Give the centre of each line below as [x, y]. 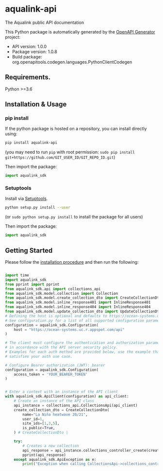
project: [13, 37]
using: [11, 134]
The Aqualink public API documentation [44, 22]
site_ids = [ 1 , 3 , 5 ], [41, 424]
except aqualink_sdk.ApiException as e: [55, 459]
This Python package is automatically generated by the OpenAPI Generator [80, 32]
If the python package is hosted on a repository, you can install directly [76, 129]
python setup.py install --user [38, 208]
